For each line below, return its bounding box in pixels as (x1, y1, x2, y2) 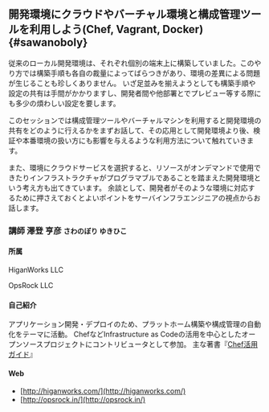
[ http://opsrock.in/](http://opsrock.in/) (19, 395, 146, 405)
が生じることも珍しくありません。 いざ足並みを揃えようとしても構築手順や (8, 78, 256, 88)
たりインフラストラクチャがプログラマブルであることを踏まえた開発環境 (14, 172, 255, 183)
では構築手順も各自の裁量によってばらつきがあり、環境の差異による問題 (22, 68, 261, 78)
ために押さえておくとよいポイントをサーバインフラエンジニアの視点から (14, 192, 255, 203)
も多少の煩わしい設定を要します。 (8, 98, 120, 108)
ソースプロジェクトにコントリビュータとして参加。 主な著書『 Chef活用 (22, 340, 259, 349)
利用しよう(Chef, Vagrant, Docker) (29, 23, 204, 36)
